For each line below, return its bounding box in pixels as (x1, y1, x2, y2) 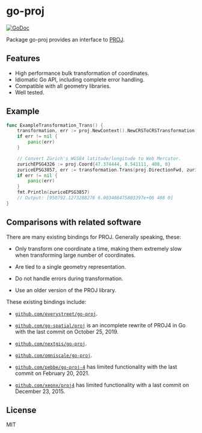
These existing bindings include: (6, 298, 87, 306)
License (6, 405, 37, 415)
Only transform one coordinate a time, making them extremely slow (14, 245, 182, 252)
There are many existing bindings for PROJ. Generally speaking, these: (6, 233, 182, 240)
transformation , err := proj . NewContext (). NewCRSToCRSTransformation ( (17, 128, 198, 134)
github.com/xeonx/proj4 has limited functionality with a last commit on (14, 381, 189, 388)
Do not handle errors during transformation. (14, 275, 123, 282)
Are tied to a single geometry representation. (14, 263, 126, 270)
